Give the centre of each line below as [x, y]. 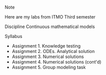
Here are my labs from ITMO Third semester [50, 17]
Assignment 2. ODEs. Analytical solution [53, 51]
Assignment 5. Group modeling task [49, 67]
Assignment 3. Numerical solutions [48, 56]
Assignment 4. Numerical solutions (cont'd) [56, 62]
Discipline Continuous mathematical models [50, 26]
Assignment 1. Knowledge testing [46, 46]
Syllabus [13, 36]
